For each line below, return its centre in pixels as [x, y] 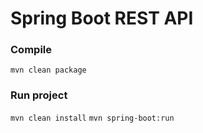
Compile [31, 50]
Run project [39, 95]
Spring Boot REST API [102, 18]
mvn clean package [48, 70]
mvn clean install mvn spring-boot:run [92, 118]
